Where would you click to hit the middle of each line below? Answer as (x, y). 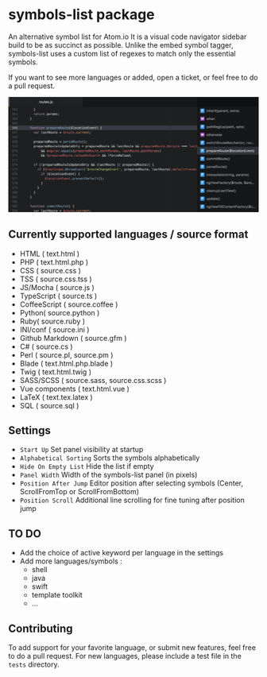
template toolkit (57, 595)
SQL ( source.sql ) (49, 405)
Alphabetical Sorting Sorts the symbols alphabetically (110, 458)
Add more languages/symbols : (71, 561)
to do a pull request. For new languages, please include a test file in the (125, 656)
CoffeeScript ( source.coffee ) (69, 304)
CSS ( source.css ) (50, 270)
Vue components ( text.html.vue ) (74, 389)
